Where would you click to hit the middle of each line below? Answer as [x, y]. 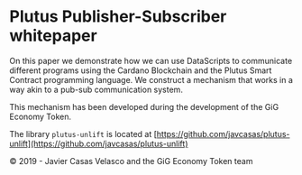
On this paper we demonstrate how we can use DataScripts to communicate [151, 60]
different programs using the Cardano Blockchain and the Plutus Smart [141, 70]
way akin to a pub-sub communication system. [96, 89]
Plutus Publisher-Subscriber [118, 17]
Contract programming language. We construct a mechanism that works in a [151, 79]
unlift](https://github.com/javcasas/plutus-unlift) [99, 143]
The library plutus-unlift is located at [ [83, 134]
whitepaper [53, 36]
